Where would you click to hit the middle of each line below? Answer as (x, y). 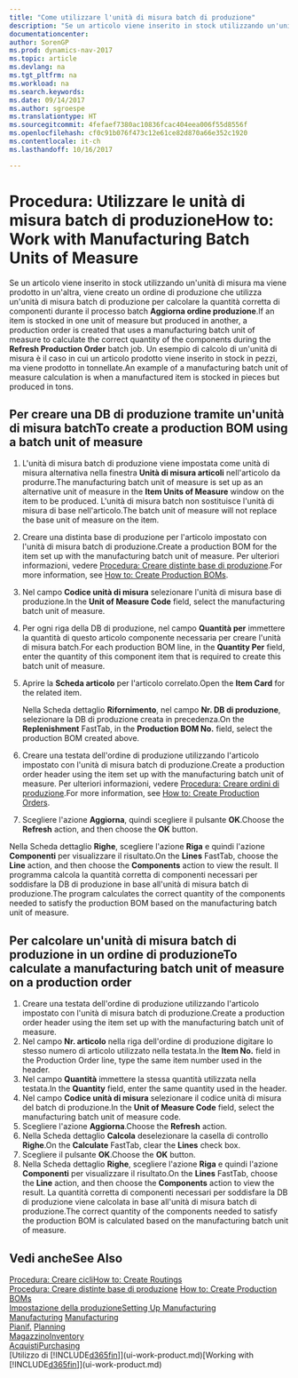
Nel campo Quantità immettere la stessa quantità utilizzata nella (139, 1079)
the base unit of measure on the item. (90, 520)
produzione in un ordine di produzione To (123, 955)
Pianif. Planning (38, 1326)
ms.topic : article (43, 59)
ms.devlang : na (37, 68)
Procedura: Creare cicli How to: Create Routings (96, 1279)
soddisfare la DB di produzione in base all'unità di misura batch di (129, 884)
